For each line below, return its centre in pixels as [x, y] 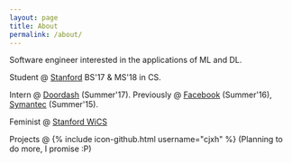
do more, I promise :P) [50, 149]
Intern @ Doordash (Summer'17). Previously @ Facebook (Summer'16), [141, 95]
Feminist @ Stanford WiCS [59, 122]
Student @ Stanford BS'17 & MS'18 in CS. [86, 77]
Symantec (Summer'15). [54, 104]
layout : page [34, 18]
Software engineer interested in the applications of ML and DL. [126, 60]
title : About [34, 26]
